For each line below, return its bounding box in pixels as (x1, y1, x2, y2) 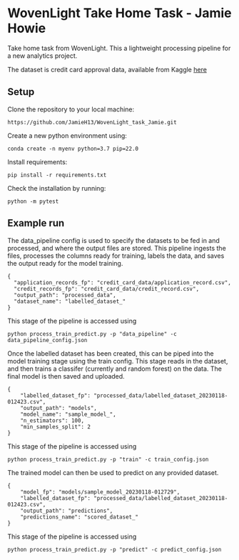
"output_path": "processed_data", (14, 291, 116, 299)
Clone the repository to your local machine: (7, 105, 135, 114)
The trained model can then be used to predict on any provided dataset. (7, 468, 219, 476)
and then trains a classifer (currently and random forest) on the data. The (7, 364, 223, 373)
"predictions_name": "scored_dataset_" (20, 513, 139, 521)
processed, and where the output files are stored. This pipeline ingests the (7, 244, 226, 252)
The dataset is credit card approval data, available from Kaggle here (7, 65, 207, 74)
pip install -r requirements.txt (7, 171, 107, 179)
